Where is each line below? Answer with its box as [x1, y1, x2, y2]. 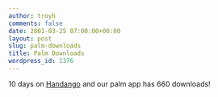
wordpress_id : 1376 [8, 57, 74, 65]
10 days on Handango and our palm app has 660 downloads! [8, 78, 212, 89]
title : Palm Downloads [8, 49, 85, 57]
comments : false [8, 19, 63, 27]
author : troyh [8, 11, 57, 20]
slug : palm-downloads [8, 42, 82, 50]
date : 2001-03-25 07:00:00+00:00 [8, 27, 121, 35]
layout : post [8, 34, 52, 43]
